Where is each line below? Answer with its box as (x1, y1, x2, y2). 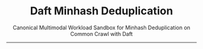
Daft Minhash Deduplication (30, 4, 173, 18)
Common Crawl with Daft (70, 30, 133, 37)
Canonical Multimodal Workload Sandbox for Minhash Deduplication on (13, 24, 190, 31)
